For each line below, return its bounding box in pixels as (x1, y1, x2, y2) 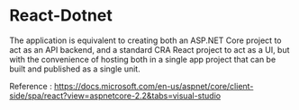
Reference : (9, 80, 52, 91)
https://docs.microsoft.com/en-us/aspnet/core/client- (53, 80, 254, 91)
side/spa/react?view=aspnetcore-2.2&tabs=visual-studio (9, 90, 222, 101)
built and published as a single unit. (9, 63, 141, 74)
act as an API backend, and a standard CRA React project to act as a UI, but (9, 44, 290, 55)
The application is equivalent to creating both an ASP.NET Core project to (9, 35, 282, 46)
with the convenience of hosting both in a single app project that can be (9, 54, 276, 64)
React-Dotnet (9, 5, 113, 26)
